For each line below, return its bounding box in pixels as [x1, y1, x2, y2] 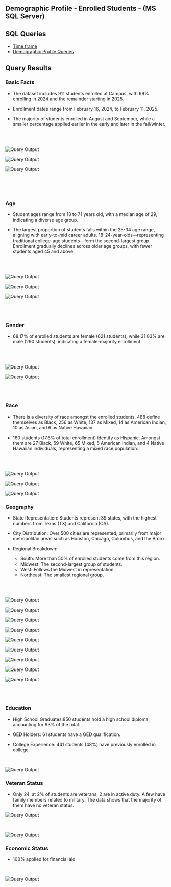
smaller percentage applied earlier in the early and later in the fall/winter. [12, 121, 166, 127]
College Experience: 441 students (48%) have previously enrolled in [12, 742, 156, 748]
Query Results [5, 63, 52, 72]
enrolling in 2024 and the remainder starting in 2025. [12, 96, 124, 102]
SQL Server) [5, 12, 45, 21]
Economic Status [5, 845, 48, 852]
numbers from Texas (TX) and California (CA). [12, 521, 110, 527]
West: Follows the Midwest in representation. [20, 567, 115, 573]
